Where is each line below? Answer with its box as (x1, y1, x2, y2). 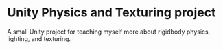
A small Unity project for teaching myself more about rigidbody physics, (7, 27, 211, 36)
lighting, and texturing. (7, 34, 71, 42)
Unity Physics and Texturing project (7, 5, 216, 21)
